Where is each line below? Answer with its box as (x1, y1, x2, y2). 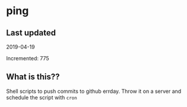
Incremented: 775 (6, 55, 49, 61)
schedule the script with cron (6, 93, 77, 101)
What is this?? (6, 72, 60, 82)
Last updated (6, 28, 56, 38)
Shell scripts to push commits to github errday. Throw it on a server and (6, 87, 182, 95)
